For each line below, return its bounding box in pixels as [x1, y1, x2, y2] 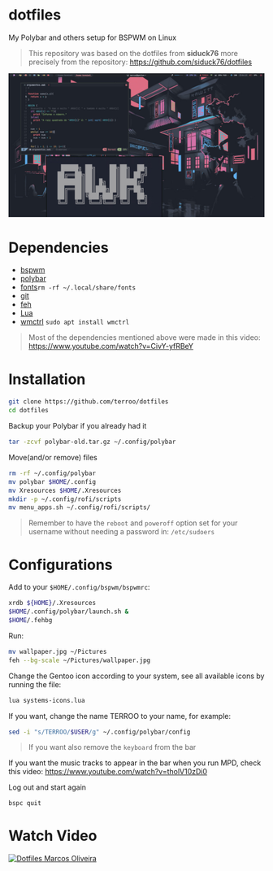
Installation [8, 370, 86, 388]
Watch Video [8, 827, 97, 845]
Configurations [8, 555, 113, 574]
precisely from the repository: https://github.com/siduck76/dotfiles [28, 57, 253, 67]
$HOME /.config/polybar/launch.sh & [8, 608, 129, 616]
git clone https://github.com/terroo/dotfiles [8, 398, 169, 406]
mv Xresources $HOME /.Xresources [8, 486, 122, 494]
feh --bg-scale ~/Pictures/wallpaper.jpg [8, 656, 151, 664]
